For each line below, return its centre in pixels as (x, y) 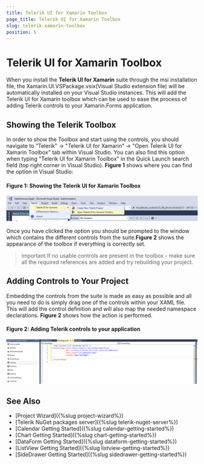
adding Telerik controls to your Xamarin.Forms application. (80, 106)
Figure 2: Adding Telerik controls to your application (73, 329)
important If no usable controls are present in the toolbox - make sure (108, 255)
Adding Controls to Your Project (67, 281)
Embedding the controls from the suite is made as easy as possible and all (99, 296)
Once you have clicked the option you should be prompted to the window (98, 230)
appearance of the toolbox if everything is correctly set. (76, 244)
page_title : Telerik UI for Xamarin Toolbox (63, 19)
